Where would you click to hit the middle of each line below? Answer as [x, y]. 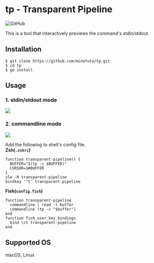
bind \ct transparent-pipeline [43, 222]
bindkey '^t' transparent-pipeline [43, 182]
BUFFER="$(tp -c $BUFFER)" [38, 164]
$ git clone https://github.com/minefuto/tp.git [58, 61]
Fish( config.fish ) [24, 191]
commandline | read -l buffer [42, 204]
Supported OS [28, 243]
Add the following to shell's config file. [45, 144]
